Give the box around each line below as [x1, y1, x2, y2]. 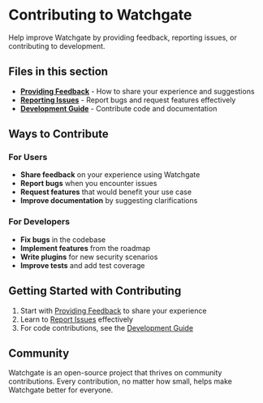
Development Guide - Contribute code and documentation [19, 103, 218, 113]
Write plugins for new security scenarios [19, 252, 158, 262]
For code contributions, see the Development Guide [19, 323, 193, 332]
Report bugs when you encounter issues [19, 179, 157, 188]
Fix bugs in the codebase [19, 234, 106, 245]
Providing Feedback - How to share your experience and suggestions [19, 86, 255, 96]
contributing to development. [8, 41, 106, 50]
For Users [8, 152, 48, 163]
